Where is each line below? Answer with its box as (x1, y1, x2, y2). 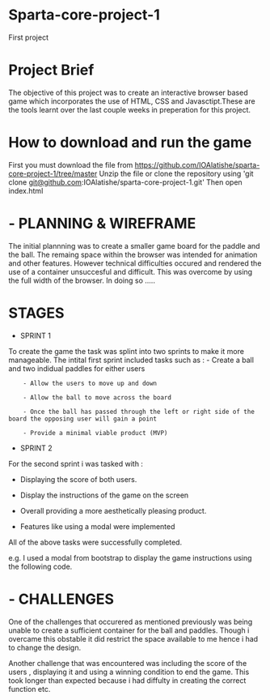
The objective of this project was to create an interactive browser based (8, 87, 248, 97)
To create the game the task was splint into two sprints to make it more (8, 346, 245, 356)
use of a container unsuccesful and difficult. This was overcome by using (8, 267, 253, 276)
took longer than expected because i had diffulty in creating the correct (8, 675, 247, 685)
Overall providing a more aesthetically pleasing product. (19, 506, 207, 515)
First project (8, 32, 49, 42)
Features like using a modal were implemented (19, 521, 175, 531)
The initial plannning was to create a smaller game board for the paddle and (8, 241, 260, 250)
